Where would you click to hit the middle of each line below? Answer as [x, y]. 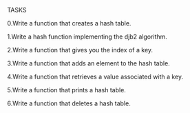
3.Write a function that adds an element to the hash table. [88, 63]
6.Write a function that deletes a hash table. [69, 103]
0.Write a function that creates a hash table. [69, 23]
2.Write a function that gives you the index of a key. [80, 50]
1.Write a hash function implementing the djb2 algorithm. [87, 37]
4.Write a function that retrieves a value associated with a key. [95, 76]
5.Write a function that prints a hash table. [66, 90]
